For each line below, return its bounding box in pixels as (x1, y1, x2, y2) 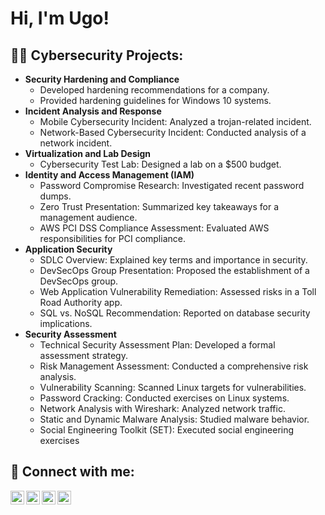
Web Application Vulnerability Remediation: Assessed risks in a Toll (39, 286, 317, 297)
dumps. (39, 190, 72, 202)
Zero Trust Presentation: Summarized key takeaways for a (39, 201, 280, 212)
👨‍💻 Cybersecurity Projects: (10, 47, 184, 64)
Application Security (24, 243, 113, 255)
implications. (39, 318, 93, 329)
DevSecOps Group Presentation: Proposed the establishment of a (39, 265, 310, 276)
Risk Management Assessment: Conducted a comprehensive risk (39, 360, 309, 372)
